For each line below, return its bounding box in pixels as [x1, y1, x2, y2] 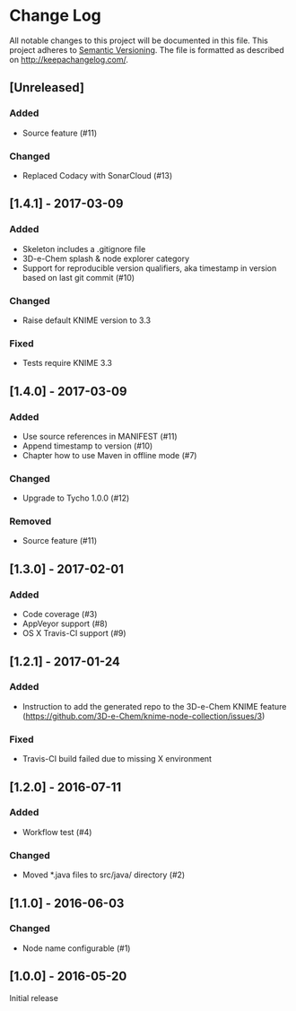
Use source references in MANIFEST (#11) [22, 431, 178, 441]
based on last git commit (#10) [22, 272, 135, 283]
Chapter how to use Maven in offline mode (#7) [22, 449, 197, 460]
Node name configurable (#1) [22, 943, 131, 954]
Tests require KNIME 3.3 [22, 358, 112, 369]
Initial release [9, 992, 58, 1003]
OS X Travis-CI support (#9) [22, 628, 127, 639]
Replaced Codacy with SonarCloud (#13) [22, 170, 173, 180]
